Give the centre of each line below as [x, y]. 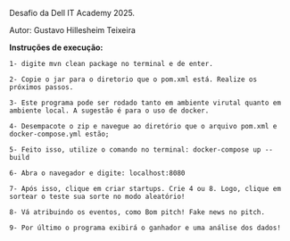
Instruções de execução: [56, 47]
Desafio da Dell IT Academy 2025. [72, 13]
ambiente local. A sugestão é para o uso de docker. [109, 111]
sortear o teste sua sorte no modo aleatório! [97, 196]
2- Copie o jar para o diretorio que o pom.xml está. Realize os [133, 79]
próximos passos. [41, 87]
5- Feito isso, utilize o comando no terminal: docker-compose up [135, 150]
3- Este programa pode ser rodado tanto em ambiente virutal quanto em [145, 103]
